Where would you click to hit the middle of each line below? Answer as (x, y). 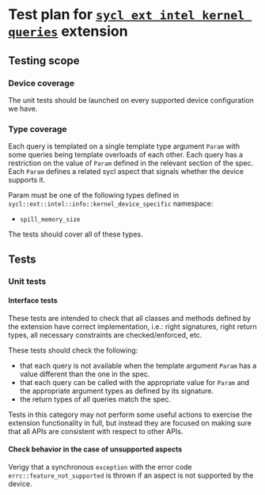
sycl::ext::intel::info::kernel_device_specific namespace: (111, 204)
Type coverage (38, 129)
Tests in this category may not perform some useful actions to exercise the (130, 414)
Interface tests (33, 300)
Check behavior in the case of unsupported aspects (95, 449)
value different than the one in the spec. (85, 374)
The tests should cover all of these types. (76, 234)
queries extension (68, 31)
